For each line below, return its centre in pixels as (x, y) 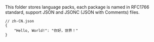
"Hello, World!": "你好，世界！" (46, 31)
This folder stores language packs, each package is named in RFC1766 (77, 7)
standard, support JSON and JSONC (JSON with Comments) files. (72, 12)
